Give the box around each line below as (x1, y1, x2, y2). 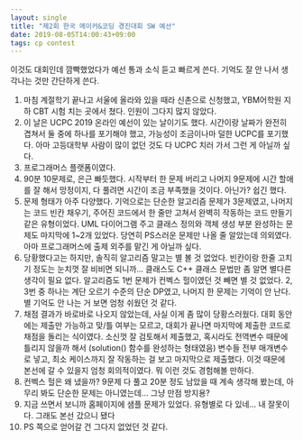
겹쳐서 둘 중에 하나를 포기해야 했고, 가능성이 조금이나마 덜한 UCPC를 (23, 128, 265, 140)
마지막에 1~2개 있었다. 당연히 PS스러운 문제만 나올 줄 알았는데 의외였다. (40, 230, 292, 241)
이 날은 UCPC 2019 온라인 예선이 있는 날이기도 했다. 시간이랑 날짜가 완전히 (23, 117, 288, 128)
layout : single (10, 13, 68, 23)
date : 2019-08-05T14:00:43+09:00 (10, 30, 136, 39)
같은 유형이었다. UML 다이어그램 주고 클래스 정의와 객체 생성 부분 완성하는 (23, 218, 284, 230)
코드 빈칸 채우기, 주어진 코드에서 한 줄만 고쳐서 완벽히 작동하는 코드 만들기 (32, 207, 293, 218)
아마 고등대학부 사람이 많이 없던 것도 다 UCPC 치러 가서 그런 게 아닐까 (35, 140, 281, 151)
